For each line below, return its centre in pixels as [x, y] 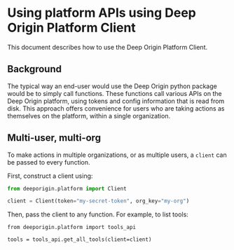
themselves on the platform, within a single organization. [89, 116]
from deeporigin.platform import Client [67, 188]
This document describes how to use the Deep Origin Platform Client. [108, 47]
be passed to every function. [49, 162]
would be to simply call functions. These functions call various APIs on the [115, 93]
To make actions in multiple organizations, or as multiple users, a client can [117, 155]
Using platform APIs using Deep [102, 13]
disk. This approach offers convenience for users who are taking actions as [116, 108]
